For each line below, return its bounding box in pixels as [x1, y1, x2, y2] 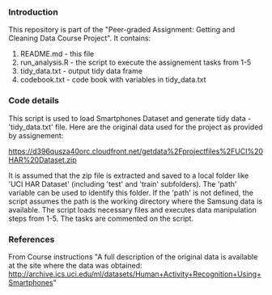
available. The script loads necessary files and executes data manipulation [8, 204, 257, 214]
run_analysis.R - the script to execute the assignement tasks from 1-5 [19, 57, 252, 67]
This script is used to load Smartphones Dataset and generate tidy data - [8, 113, 252, 123]
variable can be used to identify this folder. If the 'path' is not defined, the [8, 188, 253, 197]
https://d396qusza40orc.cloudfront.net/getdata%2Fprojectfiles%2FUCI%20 [8, 146, 264, 156]
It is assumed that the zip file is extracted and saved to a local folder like [8, 171, 249, 180]
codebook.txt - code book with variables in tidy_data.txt [19, 75, 206, 85]
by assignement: [8, 130, 64, 140]
